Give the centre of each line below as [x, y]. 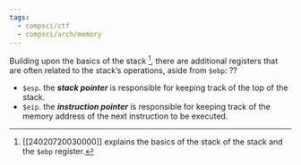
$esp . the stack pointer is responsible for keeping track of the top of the [155, 88]
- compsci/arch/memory [60, 34]
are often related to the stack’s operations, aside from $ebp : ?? [124, 70]
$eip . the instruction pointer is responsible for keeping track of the [146, 107]
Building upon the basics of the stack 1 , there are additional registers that [144, 61]
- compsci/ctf [43, 26]
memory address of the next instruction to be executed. [125, 116]
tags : [19, 17]
